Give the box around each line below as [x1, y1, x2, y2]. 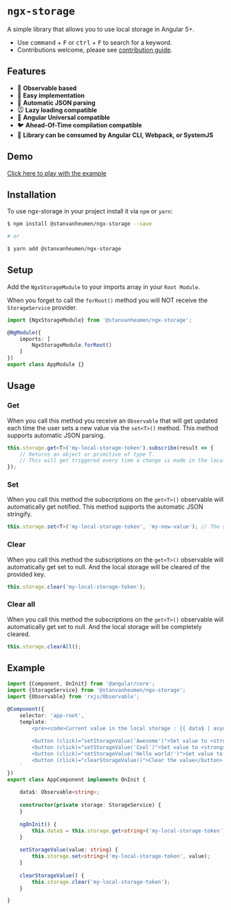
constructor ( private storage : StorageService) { [19, 802, 162, 809]
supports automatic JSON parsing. [7, 431, 105, 439]
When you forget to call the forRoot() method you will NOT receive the [7, 296, 208, 304]
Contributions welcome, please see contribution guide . [16, 45, 173, 54]
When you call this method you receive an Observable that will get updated [7, 416, 218, 425]
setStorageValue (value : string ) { [19, 847, 118, 854]
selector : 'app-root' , [19, 712, 85, 719]
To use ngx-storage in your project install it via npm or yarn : [7, 207, 173, 215]
